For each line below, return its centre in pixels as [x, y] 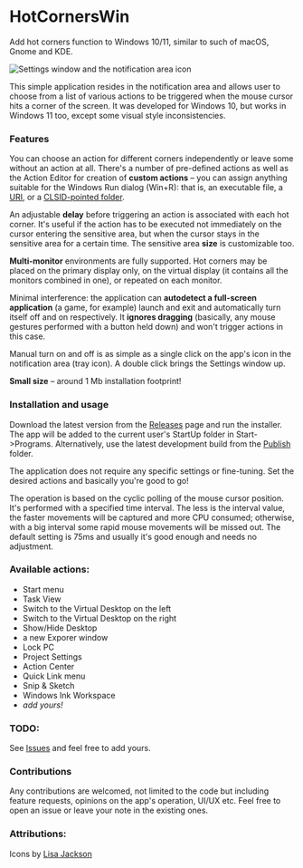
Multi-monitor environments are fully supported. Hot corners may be [138, 261]
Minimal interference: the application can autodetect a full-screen [133, 298]
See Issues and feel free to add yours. [80, 748]
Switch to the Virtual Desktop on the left [97, 608]
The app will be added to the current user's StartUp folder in [122, 434]
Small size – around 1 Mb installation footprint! [95, 381]
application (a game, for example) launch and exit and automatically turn [145, 308]
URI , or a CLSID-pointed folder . [67, 198]
